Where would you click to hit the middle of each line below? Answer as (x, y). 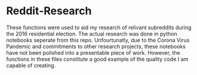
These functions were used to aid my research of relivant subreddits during (99, 27)
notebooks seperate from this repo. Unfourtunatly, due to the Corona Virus (98, 40)
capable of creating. (31, 65)
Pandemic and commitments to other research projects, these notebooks (96, 46)
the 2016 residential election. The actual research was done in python (92, 33)
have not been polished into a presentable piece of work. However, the (93, 52)
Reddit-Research (49, 11)
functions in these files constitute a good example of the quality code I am (97, 59)
